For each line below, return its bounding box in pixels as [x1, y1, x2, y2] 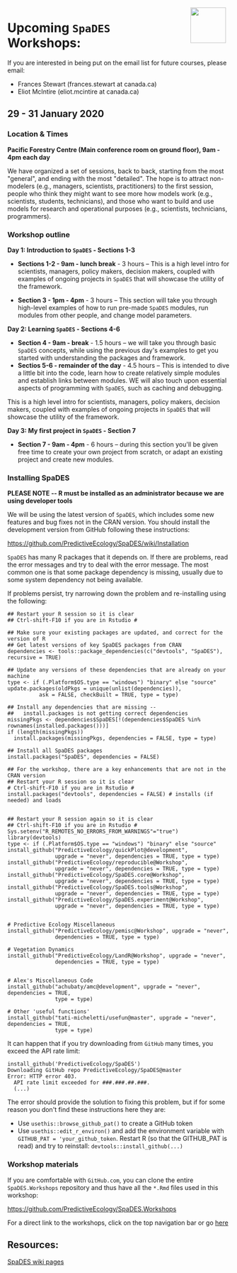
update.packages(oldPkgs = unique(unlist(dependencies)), [7, 685, 182, 692]
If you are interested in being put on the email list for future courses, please [7, 58, 227, 67]
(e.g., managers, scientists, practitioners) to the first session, [36, 182, 214, 190]
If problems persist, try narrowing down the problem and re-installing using [7, 589, 226, 598]
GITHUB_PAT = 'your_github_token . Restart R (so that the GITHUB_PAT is [17, 1135, 228, 1143]
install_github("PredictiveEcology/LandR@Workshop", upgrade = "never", [7, 952, 226, 960]
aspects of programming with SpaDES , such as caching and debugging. [17, 383, 224, 392]
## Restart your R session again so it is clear [7, 816, 154, 823]
